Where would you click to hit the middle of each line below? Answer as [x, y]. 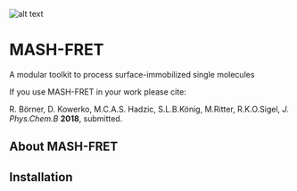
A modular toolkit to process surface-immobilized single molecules [132, 74]
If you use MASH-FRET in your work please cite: [98, 91]
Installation [41, 177]
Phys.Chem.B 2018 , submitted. [66, 118]
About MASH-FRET [64, 147]
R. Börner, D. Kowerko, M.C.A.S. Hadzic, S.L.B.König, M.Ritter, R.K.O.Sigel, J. [149, 109]
